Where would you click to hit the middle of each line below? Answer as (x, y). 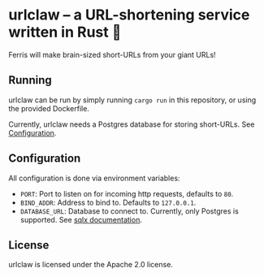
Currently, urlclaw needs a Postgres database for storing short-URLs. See (132, 124)
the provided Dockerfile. (49, 108)
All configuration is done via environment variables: (94, 178)
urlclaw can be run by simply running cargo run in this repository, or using (132, 100)
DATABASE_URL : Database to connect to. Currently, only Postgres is (130, 211)
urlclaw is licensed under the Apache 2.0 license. (91, 265)
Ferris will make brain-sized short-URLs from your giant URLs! (113, 54)
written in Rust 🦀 (65, 32)
